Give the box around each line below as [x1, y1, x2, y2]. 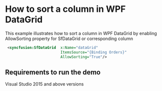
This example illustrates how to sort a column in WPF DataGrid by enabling [5, 30, 157, 36]
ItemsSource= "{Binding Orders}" [60, 49, 127, 55]
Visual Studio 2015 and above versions [5, 81, 84, 87]
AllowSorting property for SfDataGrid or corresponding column [5, 36, 133, 42]
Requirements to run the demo [5, 68, 101, 76]
